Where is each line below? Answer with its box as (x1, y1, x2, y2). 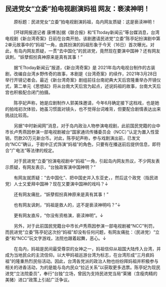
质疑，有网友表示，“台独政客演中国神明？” (9, 164, 96, 170)
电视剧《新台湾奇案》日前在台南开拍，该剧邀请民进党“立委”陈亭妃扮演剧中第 (5, 35, 161, 41)
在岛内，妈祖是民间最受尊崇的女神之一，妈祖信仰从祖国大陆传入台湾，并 (13, 245, 161, 251)
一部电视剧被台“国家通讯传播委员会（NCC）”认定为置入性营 (39, 129, 160, 135)
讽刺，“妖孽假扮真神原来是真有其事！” (5, 54, 83, 60)
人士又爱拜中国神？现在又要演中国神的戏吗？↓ (13, 181, 109, 187)
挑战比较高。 (5, 112, 31, 118)
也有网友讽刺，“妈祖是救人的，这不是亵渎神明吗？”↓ (13, 202, 121, 208)
